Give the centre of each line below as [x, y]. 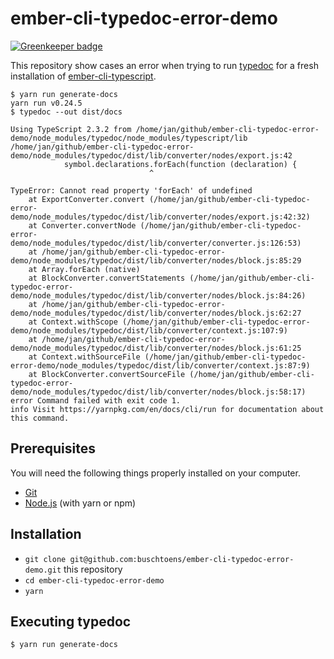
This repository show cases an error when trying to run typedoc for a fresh [164, 65]
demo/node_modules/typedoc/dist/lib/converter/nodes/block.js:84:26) [158, 295]
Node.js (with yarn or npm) [80, 503]
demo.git [43, 570]
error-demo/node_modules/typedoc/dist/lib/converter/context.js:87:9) [160, 365]
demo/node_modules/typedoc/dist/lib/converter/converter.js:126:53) [156, 243]
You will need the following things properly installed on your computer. [155, 473]
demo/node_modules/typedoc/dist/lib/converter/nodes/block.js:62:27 [156, 313]
